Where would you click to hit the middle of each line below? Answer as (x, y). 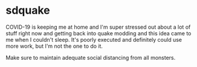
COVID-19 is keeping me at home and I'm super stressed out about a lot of (98, 27)
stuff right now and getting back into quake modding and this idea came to (98, 33)
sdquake (28, 10)
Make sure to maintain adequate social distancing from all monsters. (91, 57)
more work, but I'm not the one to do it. (54, 46)
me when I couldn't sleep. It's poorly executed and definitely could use (94, 39)
